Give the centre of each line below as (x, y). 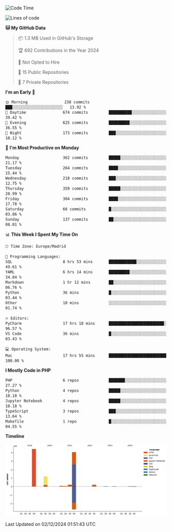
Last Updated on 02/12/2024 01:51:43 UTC (51, 524)
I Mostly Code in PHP (28, 370)
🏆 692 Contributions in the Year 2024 (58, 50)
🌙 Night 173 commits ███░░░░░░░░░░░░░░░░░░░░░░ (86, 133)
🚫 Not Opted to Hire (39, 62)
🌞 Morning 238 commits (47, 102)
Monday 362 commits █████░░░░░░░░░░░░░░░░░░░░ (86, 158)
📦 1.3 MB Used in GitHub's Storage (55, 38)
